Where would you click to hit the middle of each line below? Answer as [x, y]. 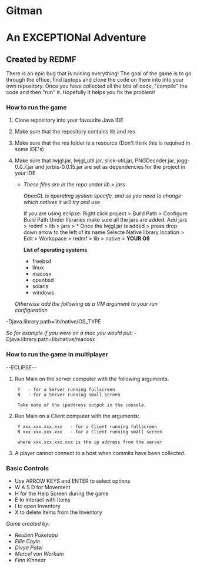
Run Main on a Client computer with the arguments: [77, 416]
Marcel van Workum [39, 554]
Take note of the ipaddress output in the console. [82, 405]
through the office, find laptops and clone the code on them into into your [95, 80]
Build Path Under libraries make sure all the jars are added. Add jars [105, 220]
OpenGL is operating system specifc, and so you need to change [102, 196]
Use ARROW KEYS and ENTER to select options [72, 481]
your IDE [25, 173]
